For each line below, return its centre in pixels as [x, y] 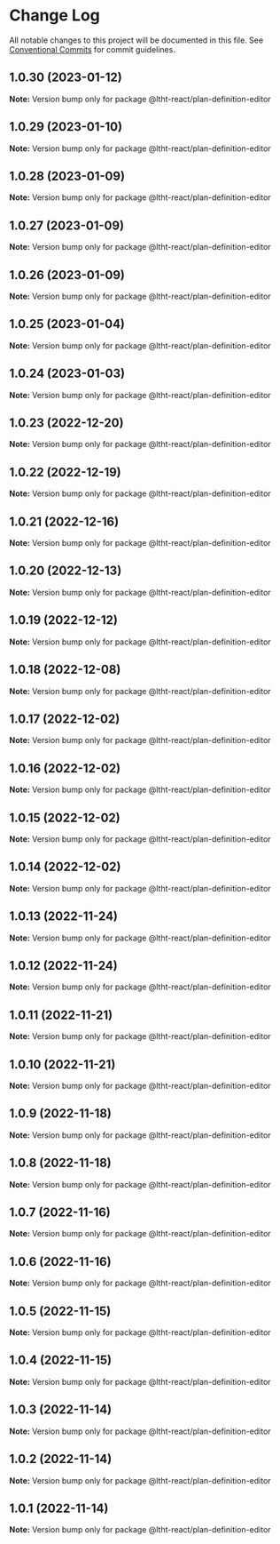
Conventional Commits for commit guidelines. [92, 49]
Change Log [54, 16]
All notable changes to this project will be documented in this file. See [136, 40]
